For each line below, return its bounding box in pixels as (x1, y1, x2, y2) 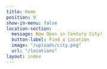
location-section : (6, 25, 52, 32)
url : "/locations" (11, 48, 58, 54)
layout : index (6, 53, 42, 59)
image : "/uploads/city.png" (11, 43, 82, 49)
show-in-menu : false (6, 20, 58, 26)
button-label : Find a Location (11, 37, 90, 43)
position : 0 (6, 14, 36, 20)
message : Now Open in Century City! (11, 31, 103, 37)
